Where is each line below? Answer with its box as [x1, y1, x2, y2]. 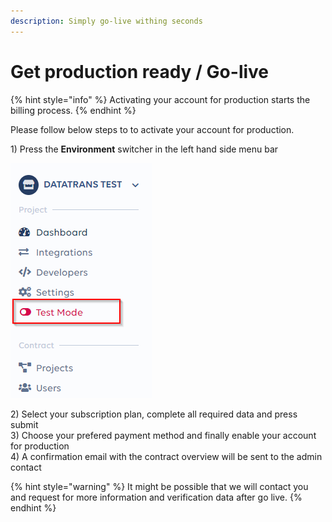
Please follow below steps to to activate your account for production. [10, 123, 295, 135]
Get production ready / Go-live [10, 60, 270, 83]
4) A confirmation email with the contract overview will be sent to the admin [10, 450, 323, 462]
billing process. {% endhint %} [10, 104, 137, 116]
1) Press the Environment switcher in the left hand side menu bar [10, 143, 279, 155]
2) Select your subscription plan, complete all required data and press [10, 408, 298, 420]
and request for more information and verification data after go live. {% [10, 491, 303, 503]
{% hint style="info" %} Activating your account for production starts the [10, 93, 311, 105]
